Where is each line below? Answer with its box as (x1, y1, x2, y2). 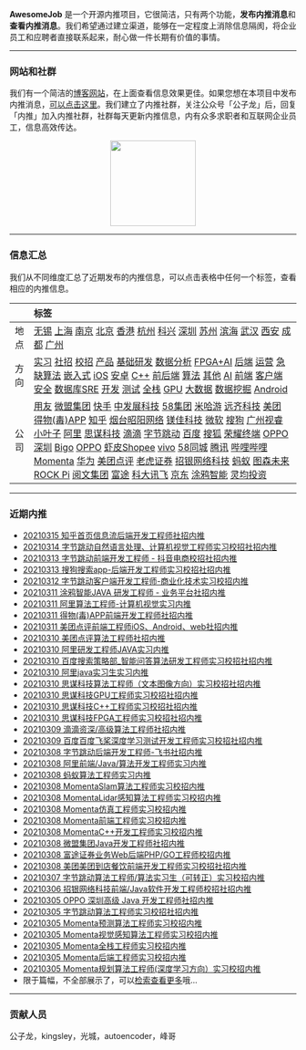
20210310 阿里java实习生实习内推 (22, 666, 149, 678)
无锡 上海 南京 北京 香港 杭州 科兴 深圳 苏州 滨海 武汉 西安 (33, 324, 280, 337)
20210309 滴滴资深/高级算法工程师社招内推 (22, 723, 187, 734)
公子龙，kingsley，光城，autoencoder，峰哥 (9, 1031, 177, 1042)
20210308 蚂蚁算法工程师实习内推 (22, 769, 152, 780)
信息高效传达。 (25, 122, 82, 133)
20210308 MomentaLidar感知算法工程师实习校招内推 (22, 792, 221, 803)
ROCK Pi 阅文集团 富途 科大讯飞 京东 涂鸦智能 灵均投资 (33, 468, 267, 481)
